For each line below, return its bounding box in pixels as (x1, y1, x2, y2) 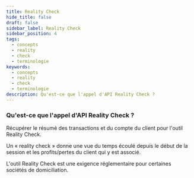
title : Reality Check (6, 8, 60, 15)
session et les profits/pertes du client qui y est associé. (6, 149, 141, 156)
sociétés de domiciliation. (6, 167, 69, 174)
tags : (6, 36, 20, 42)
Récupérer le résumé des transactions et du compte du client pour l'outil (6, 125, 183, 132)
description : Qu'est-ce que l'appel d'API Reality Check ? (6, 91, 155, 97)
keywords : (6, 63, 31, 70)
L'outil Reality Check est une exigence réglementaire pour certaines (6, 160, 171, 167)
